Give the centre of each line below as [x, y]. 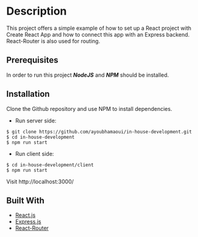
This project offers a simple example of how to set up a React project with [99, 28]
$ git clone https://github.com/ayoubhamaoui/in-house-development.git [99, 132]
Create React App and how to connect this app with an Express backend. [98, 34]
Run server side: [36, 121]
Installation [28, 94]
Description [37, 11]
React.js [25, 215]
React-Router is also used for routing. [53, 41]
